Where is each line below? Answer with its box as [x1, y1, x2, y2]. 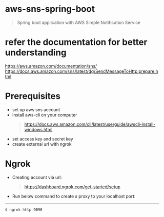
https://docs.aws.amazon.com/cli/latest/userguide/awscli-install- [24, 121, 156, 127]
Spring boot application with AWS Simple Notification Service [17, 20, 141, 25]
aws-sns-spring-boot [5, 3, 95, 15]
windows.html [24, 126, 53, 132]
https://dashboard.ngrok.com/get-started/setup [24, 184, 121, 190]
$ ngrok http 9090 [5, 207, 42, 212]
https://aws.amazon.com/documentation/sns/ [5, 63, 97, 69]
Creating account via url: [12, 174, 62, 180]
